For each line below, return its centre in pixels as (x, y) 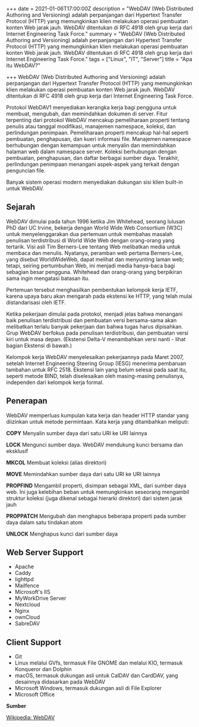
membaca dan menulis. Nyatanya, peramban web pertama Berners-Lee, (94, 253)
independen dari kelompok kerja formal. (55, 382)
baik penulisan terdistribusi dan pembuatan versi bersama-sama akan (91, 320)
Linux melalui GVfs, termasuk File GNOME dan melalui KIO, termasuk (99, 663)
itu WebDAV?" (23, 65)
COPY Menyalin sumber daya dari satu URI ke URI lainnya (77, 433)
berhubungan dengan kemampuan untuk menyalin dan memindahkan (91, 145)
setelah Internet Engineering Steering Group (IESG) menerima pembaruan (96, 363)
